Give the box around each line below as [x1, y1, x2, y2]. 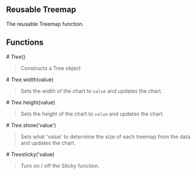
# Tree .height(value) [6, 98, 56, 105]
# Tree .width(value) [6, 76, 54, 83]
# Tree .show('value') [6, 121, 57, 128]
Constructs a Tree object [20, 64, 81, 71]
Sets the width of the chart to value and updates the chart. [20, 87, 163, 94]
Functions [6, 38, 44, 48]
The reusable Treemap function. [6, 20, 84, 27]
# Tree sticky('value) [6, 150, 55, 158]
